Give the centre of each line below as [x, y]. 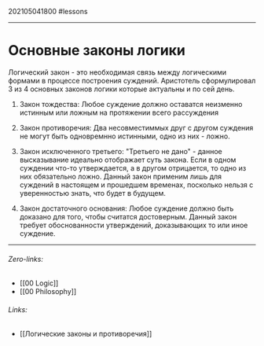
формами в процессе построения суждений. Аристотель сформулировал [132, 80]
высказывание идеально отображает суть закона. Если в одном [128, 160]
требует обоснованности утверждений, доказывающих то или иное [134, 225]
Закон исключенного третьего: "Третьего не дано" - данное [121, 151]
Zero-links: [26, 259]
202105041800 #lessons [48, 11]
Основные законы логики [97, 51]
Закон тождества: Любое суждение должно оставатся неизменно [131, 104]
